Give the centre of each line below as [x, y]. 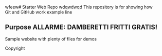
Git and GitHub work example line [39, 12]
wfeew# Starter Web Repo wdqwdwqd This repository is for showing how [79, 7]
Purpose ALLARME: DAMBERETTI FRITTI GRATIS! [81, 27]
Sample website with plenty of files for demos [51, 39]
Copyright [15, 48]
